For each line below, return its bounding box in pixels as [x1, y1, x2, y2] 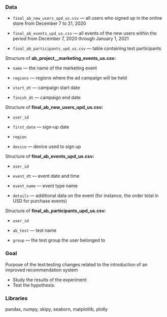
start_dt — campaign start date [12, 85, 80, 91]
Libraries [5, 295, 28, 302]
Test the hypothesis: [12, 282, 55, 288]
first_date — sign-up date [12, 124, 70, 130]
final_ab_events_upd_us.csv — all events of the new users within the [12, 30, 157, 36]
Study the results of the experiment [12, 276, 87, 283]
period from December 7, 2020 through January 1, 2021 [12, 35, 129, 42]
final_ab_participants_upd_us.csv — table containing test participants [12, 46, 161, 52]
